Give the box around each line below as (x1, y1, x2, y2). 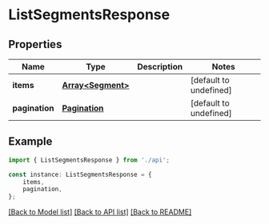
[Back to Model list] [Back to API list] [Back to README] (8, 207, 192, 217)
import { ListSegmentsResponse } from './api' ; (8, 156, 171, 164)
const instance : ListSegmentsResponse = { (8, 170, 152, 178)
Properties (8, 38, 62, 51)
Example (8, 134, 53, 149)
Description (137, 62, 183, 72)
